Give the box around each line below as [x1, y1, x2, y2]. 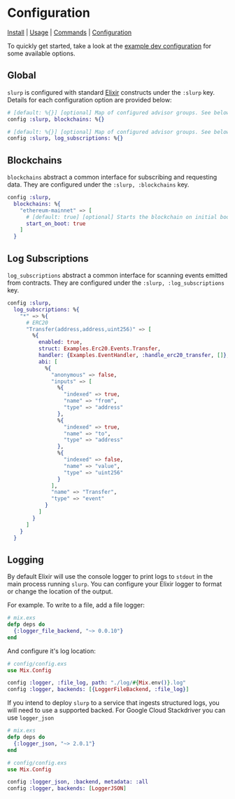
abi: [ [38, 358, 58, 365]
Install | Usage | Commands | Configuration [7, 28, 132, 36]
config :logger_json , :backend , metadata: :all [7, 779, 149, 786]
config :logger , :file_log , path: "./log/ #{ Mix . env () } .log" [7, 679, 187, 687]
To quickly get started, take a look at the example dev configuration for [7, 41, 212, 50]
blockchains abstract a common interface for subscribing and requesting [7, 173, 218, 182]
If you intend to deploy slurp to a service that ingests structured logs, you [7, 699, 220, 707]
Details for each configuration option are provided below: [7, 95, 172, 104]
